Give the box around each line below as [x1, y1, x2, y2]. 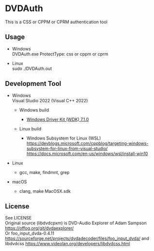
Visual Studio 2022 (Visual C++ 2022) [12, 97, 88, 103]
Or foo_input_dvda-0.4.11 [5, 231, 55, 236]
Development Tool [5, 79, 62, 88]
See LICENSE [5, 215, 32, 221]
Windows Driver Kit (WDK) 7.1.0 [26, 116, 89, 122]
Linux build [19, 125, 42, 131]
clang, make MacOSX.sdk [19, 188, 71, 194]
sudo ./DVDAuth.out [12, 65, 52, 71]
